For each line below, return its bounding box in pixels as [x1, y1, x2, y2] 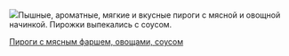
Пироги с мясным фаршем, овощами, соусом [9, 36, 184, 47]
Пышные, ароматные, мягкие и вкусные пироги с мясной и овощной [18, 10, 281, 20]
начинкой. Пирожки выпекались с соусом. [9, 20, 173, 29]
